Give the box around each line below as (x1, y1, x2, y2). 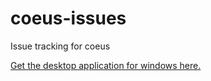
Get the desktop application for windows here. (10, 59, 202, 71)
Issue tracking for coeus (10, 40, 111, 52)
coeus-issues (10, 7, 127, 30)
